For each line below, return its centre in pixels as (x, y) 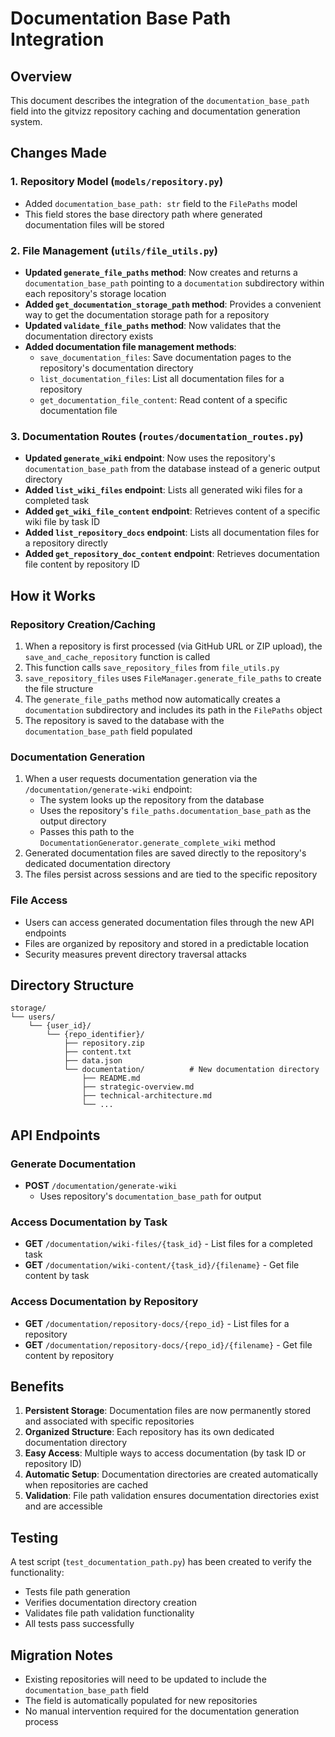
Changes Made (58, 153)
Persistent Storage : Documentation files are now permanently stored (168, 1411)
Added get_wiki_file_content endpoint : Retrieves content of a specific (172, 511)
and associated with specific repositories (109, 1421)
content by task (57, 1276)
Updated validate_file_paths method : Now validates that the (153, 325)
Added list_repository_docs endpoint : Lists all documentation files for (172, 533)
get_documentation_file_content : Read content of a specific (163, 399)
